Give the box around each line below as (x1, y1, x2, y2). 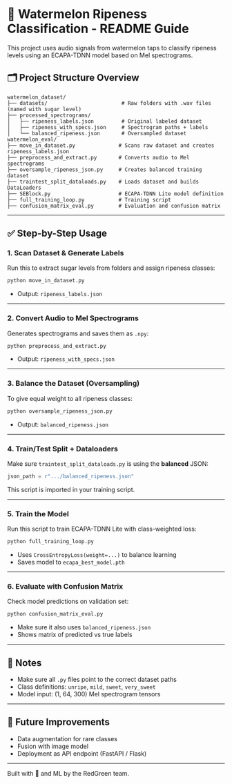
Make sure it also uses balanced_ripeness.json (17, 623, 151, 631)
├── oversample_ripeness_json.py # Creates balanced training (7, 166, 202, 173)
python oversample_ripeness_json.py (7, 407, 113, 415)
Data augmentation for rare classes (17, 734, 117, 743)
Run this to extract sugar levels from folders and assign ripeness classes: (7, 264, 215, 272)
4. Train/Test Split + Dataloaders (7, 444, 119, 453)
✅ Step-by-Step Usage (7, 228, 108, 239)
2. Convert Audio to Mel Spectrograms (7, 313, 139, 323)
